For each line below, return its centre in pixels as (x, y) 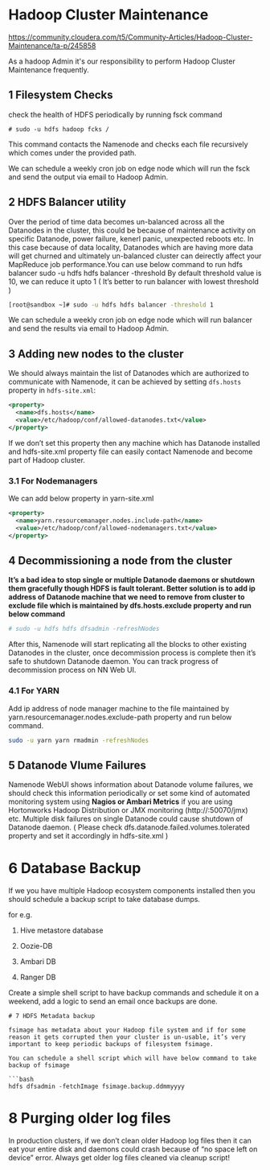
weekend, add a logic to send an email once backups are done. (113, 1001)
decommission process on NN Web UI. (72, 670)
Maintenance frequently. (49, 69)
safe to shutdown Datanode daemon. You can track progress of (113, 661)
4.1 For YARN (34, 691)
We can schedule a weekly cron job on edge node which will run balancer (131, 320)
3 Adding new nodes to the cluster (96, 354)
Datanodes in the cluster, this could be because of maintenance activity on (132, 230)
